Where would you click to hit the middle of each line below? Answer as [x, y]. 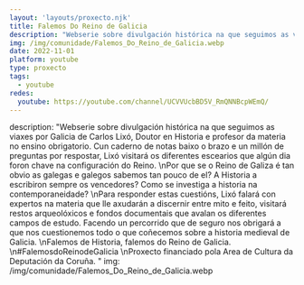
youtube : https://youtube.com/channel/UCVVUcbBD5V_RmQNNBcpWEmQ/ [143, 101]
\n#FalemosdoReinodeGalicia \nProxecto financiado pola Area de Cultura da [152, 252]
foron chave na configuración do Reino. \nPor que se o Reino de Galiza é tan [152, 165]
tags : [19, 77]
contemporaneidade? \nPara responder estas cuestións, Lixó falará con [142, 194]
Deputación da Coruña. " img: [65, 262]
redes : [22, 93]
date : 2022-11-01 [42, 51]
